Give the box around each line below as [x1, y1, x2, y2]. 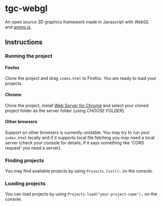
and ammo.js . [5, 24, 32, 30]
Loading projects [5, 180, 46, 187]
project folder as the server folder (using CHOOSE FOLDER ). [5, 108, 126, 113]
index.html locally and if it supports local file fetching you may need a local [5, 134, 155, 141]
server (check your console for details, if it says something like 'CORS [5, 140, 144, 145]
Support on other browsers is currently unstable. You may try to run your [5, 129, 150, 135]
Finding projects [5, 157, 44, 164]
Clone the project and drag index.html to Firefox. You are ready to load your [5, 76, 157, 81]
